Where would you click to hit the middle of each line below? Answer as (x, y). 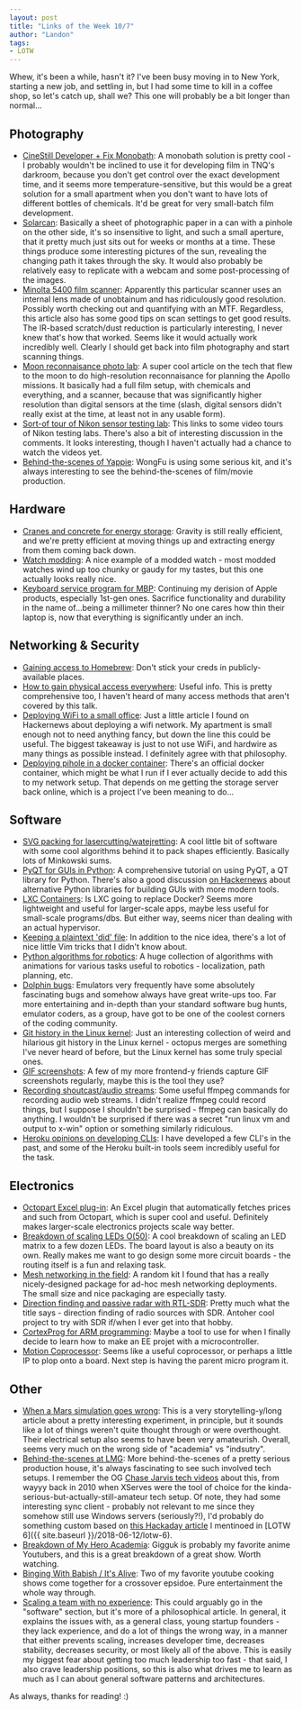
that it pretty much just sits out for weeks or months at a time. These (149, 241)
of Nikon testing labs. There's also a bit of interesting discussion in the (152, 432)
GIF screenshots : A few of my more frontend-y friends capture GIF (146, 1071)
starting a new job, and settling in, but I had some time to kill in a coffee (141, 86)
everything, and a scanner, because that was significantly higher (142, 395)
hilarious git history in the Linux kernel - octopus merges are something (155, 1042)
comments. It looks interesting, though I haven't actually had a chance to (157, 442)
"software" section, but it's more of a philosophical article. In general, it (154, 1612)
